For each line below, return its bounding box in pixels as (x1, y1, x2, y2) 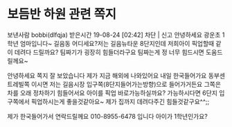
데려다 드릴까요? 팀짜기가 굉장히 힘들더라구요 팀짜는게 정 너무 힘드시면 (14, 48, 204, 56)
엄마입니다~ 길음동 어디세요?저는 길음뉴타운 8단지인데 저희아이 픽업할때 (19, 39, 215, 47)
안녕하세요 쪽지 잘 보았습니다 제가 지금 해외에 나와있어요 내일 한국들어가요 (7, 71, 207, 80)
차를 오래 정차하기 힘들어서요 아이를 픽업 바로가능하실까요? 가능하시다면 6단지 (7, 88, 218, 97)
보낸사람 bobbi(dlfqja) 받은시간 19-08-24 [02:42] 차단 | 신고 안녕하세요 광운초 (7, 31, 221, 39)
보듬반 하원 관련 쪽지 (7, 6, 116, 22)
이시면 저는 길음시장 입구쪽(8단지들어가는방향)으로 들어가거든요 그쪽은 (30, 80, 222, 88)
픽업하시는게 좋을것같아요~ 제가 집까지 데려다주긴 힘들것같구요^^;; (30, 97, 210, 105)
